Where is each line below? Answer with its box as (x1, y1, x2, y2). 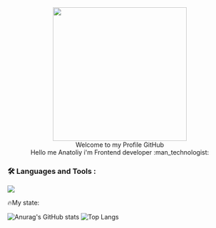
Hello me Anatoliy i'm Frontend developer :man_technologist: (30, 148, 210, 156)
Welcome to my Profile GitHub (75, 140, 165, 149)
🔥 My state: (7, 199, 40, 207)
